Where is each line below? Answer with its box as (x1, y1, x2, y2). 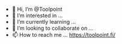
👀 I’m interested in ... (11, 12, 63, 19)
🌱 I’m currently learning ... (11, 18, 76, 25)
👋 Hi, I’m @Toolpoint (11, 6, 63, 12)
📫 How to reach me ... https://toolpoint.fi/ (11, 32, 116, 38)
